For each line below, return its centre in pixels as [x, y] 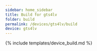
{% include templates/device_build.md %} [49, 43]
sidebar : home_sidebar [29, 10]
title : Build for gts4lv [31, 15]
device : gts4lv [21, 29]
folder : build [20, 19]
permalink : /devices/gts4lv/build [41, 24]
